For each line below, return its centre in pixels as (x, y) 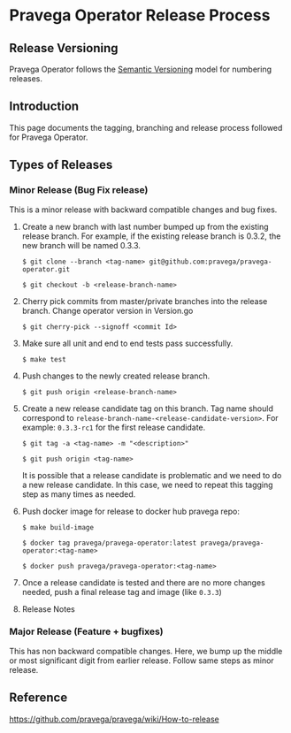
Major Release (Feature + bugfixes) (86, 631)
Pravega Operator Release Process (140, 15)
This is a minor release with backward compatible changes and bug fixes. (143, 210)
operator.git (46, 269)
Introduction (44, 107)
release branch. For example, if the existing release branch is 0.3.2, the (151, 236)
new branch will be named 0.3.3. (81, 245)
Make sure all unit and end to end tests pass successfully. (127, 343)
